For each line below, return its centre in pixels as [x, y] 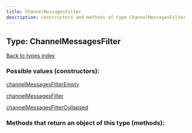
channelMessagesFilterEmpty [43, 84]
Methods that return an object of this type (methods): [86, 123]
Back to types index [31, 56]
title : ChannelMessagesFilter [44, 12]
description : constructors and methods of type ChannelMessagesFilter [96, 17]
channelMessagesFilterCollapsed [47, 107]
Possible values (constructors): [53, 71]
